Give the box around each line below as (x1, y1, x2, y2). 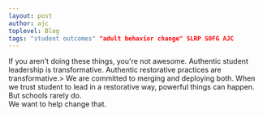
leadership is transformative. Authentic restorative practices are (8, 65, 222, 75)
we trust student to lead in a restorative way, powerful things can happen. (8, 82, 255, 92)
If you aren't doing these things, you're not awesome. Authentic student (8, 56, 249, 66)
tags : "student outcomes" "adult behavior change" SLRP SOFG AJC (8, 34, 234, 43)
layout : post (8, 11, 53, 20)
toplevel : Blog (8, 27, 60, 35)
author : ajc (8, 19, 49, 27)
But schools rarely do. (8, 90, 82, 101)
